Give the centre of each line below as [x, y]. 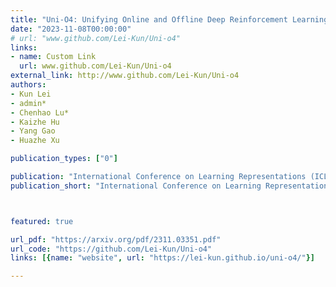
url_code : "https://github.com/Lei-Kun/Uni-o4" [111, 249]
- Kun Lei [31, 94]
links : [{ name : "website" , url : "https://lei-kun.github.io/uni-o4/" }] [162, 258]
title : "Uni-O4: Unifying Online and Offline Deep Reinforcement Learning [169, 19]
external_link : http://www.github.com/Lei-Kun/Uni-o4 [125, 76]
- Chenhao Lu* [40, 112]
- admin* [28, 103]
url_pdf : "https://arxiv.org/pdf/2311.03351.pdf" [116, 239]
